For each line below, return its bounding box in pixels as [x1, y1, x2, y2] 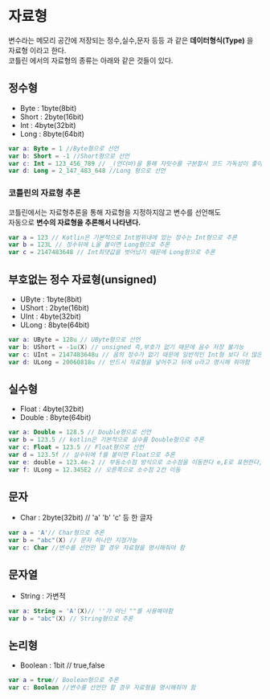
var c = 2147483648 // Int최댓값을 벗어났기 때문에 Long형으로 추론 [8, 249, 215, 257]
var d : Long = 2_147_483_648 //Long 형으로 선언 [8, 167, 166, 175]
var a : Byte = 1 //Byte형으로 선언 [8, 144, 119, 153]
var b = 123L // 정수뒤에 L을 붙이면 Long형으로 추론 [8, 241, 170, 249]
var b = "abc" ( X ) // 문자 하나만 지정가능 [8, 537, 138, 545]
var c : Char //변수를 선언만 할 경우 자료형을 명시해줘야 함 [8, 544, 186, 552]
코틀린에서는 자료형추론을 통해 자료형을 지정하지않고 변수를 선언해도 [8, 207, 221, 217]
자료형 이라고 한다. [8, 45, 67, 55]
